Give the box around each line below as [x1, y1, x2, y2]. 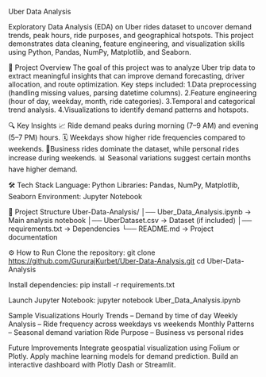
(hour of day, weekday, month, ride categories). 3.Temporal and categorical [8, 97, 256, 106]
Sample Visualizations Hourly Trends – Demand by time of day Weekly [8, 311, 238, 320]
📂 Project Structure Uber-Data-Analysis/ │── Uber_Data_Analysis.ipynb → [8, 207, 252, 217]
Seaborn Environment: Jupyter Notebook [8, 192, 143, 201]
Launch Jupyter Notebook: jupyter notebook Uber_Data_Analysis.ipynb [8, 295, 241, 305]
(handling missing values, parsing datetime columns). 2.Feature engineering [8, 88, 257, 98]
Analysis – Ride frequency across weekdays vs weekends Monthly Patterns [8, 319, 255, 329]
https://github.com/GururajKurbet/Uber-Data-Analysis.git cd [8, 256, 205, 265]
